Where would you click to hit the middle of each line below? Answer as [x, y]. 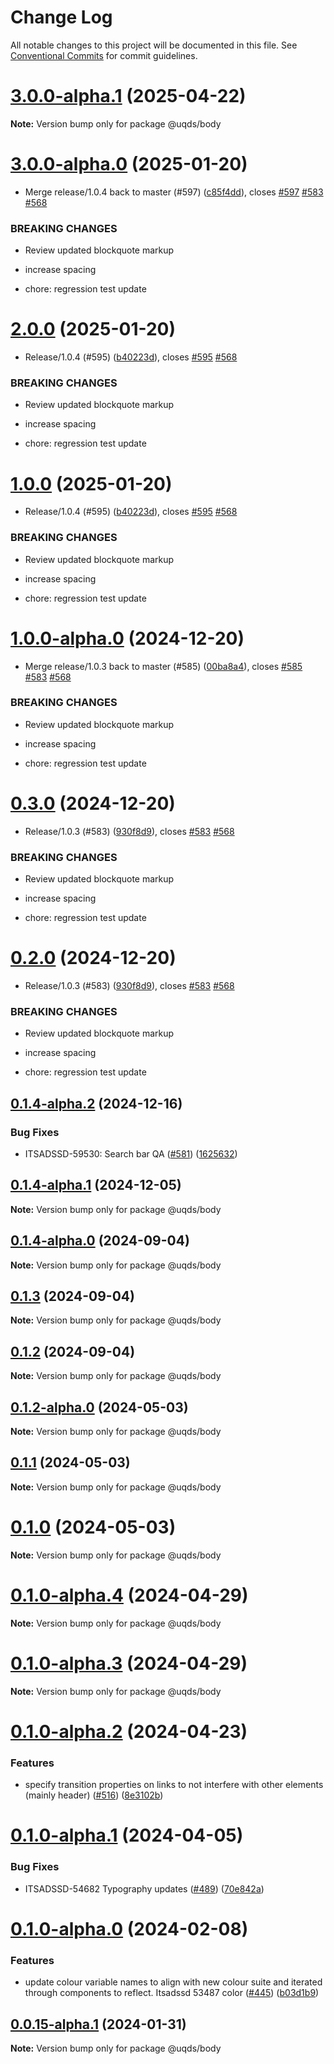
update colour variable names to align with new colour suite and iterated [173, 1982]
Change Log [61, 17]
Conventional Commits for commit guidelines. [104, 55]
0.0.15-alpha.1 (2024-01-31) [98, 2024]
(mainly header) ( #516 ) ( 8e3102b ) [94, 1795]
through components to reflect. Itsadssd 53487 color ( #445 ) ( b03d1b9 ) [172, 1993]
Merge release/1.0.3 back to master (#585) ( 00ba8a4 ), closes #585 [163, 666]
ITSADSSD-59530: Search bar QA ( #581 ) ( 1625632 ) [131, 1153]
